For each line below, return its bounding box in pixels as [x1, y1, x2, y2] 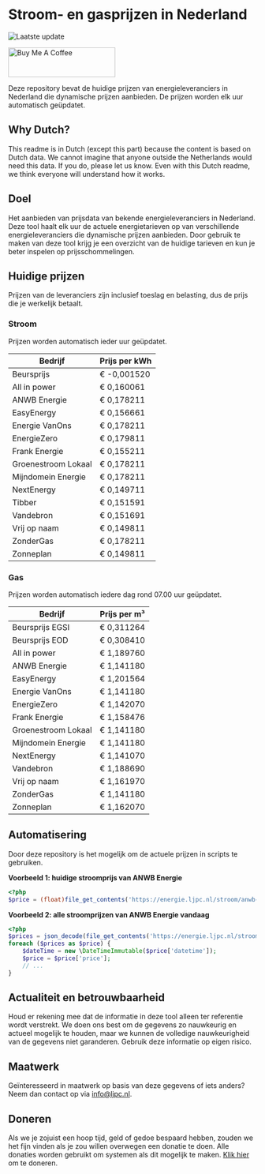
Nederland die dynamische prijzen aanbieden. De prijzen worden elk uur [8, 92, 244, 101]
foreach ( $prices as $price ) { [8, 940, 111, 948]
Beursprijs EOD [12, 634, 69, 645]
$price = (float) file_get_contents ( [8, 895, 129, 903]
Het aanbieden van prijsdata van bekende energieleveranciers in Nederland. [8, 213, 256, 223]
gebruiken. [8, 857, 43, 867]
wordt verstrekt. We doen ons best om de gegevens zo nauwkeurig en [8, 1020, 237, 1030]
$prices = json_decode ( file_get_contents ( [8, 932, 150, 940]
